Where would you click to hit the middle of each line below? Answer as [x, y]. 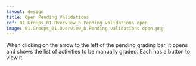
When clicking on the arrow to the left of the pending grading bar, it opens [97, 45]
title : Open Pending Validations [48, 17]
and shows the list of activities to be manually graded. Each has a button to [98, 52]
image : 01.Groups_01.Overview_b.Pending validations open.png [85, 28]
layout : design [25, 12]
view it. [15, 58]
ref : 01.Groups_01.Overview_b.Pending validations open [77, 23]
